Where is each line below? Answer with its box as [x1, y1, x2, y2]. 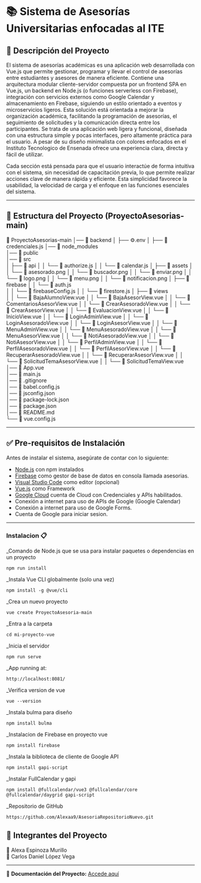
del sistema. [6, 188, 36, 195]
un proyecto [6, 553, 36, 560]
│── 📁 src [6, 255, 32, 262]
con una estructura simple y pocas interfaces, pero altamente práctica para [6, 132, 193, 139]
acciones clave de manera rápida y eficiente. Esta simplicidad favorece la [6, 175, 187, 182]
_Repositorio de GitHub [6, 803, 63, 810]
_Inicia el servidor [6, 642, 50, 649]
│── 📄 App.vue [6, 364, 44, 371]
